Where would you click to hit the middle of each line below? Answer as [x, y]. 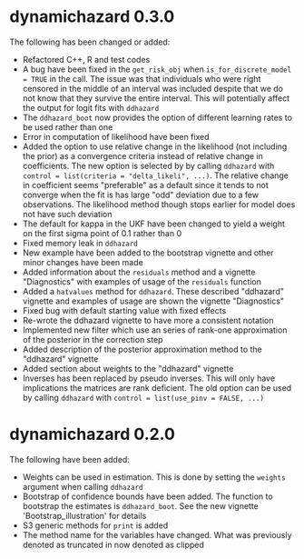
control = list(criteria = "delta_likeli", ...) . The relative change [155, 175]
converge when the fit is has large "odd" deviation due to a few [141, 195]
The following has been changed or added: [90, 42]
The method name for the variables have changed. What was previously [157, 534]
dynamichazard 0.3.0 [92, 17]
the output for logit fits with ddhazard [91, 107]
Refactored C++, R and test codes [86, 59]
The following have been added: [69, 459]
